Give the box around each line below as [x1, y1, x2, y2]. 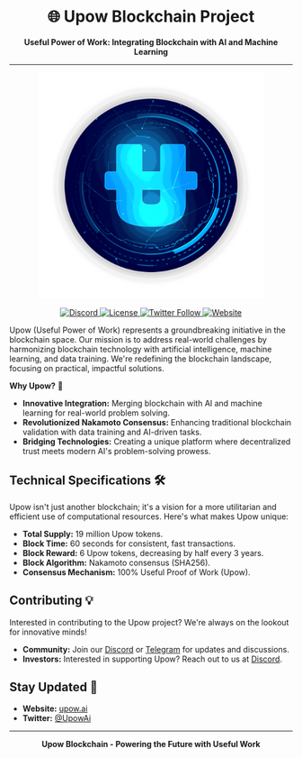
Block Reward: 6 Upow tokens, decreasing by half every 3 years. [22, 547, 264, 558]
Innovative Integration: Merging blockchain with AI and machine [22, 397, 262, 408]
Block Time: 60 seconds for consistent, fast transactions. [22, 538, 236, 549]
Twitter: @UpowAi [22, 713, 92, 724]
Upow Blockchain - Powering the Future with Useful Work [41, 739, 261, 750]
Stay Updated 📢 [9, 679, 99, 695]
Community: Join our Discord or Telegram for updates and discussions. [22, 644, 290, 654]
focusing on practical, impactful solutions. [9, 362, 164, 373]
